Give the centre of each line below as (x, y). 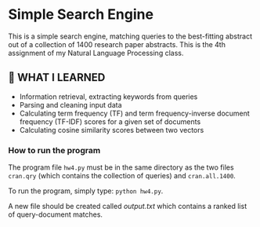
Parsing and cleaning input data (71, 104)
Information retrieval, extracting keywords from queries (108, 97)
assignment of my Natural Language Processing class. (96, 53)
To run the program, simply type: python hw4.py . (86, 191)
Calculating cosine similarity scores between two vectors (112, 130)
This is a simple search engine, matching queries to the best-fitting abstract (130, 36)
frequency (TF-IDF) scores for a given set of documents (110, 121)
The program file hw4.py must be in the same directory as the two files (121, 167)
